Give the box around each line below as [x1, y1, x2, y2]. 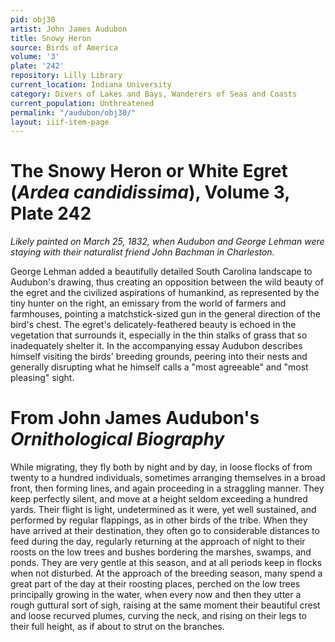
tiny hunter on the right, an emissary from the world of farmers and [10, 297, 287, 310]
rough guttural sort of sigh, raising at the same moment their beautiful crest [10, 599, 321, 611]
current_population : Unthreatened [10, 98, 155, 108]
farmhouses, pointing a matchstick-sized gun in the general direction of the [10, 308, 321, 320]
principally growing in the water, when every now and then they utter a [10, 589, 302, 601]
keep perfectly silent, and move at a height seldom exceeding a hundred [10, 493, 308, 505]
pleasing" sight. [10, 372, 75, 384]
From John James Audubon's [10, 407, 260, 430]
